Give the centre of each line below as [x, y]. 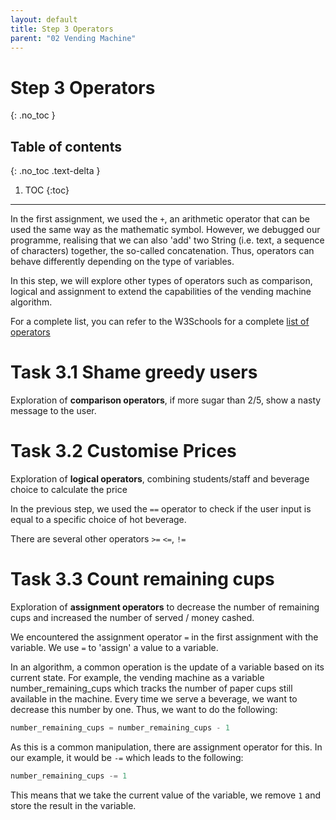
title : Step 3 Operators [62, 29]
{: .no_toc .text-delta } [55, 171]
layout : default [44, 19]
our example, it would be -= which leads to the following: [127, 757]
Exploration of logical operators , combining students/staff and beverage [160, 479]
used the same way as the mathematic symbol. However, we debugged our [165, 230]
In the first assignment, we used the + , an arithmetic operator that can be [160, 219]
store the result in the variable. [73, 805]
